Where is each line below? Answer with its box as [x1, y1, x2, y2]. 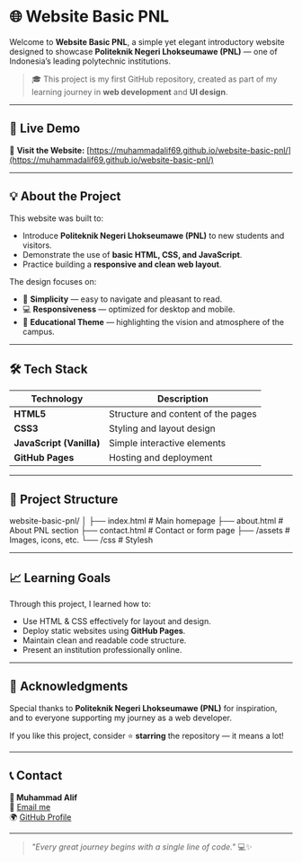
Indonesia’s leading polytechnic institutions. [9, 56, 171, 66]
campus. [22, 326, 56, 337]
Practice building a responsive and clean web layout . [22, 259, 222, 269]
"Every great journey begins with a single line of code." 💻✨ [31, 841, 253, 852]
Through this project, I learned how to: [9, 599, 151, 609]
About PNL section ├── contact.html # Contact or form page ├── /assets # [9, 525, 290, 536]
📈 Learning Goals [9, 570, 111, 586]
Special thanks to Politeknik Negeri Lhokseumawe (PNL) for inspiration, [9, 702, 278, 713]
